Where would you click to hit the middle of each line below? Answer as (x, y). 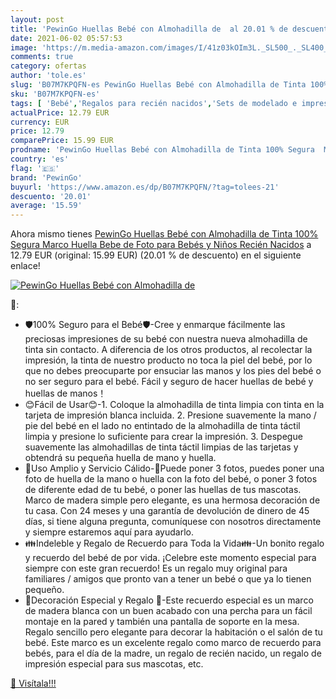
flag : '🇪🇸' (35, 168)
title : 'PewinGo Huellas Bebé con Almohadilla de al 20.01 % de (149, 29)
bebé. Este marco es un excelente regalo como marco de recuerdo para (173, 643)
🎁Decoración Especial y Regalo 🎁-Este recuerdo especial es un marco (169, 600)
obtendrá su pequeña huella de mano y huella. (120, 458)
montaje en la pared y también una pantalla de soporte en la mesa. (162, 622)
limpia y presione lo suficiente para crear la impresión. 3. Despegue (163, 437)
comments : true (42, 57)
